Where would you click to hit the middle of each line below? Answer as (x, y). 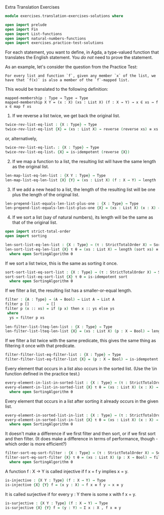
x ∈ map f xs (18, 107)
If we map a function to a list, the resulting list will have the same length (84, 161)
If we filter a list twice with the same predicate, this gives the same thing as (81, 341)
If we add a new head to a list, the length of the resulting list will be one (84, 189)
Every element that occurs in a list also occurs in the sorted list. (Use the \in (81, 369)
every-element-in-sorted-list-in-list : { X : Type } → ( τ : (66, 415)
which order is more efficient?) (36, 444)
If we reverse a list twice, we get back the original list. (66, 116)
